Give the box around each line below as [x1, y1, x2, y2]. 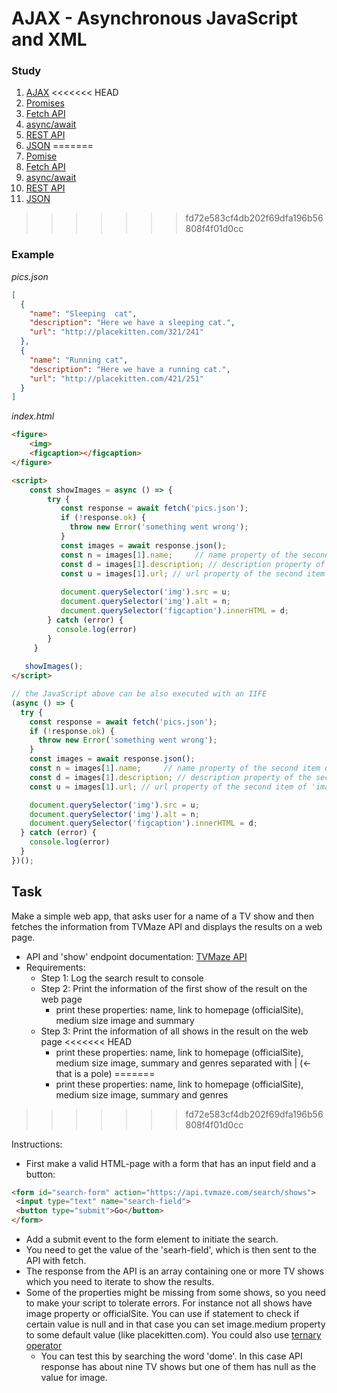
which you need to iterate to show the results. [25, 1276, 215, 1288]
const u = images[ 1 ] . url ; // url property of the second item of [29, 782, 308, 792]
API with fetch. [25, 1255, 87, 1267]
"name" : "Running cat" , [29, 355, 129, 365]
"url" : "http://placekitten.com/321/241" [29, 327, 204, 337]
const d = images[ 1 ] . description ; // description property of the [29, 772, 312, 782]
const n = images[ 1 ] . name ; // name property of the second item [29, 763, 321, 774]
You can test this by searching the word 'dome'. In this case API [40, 1350, 303, 1362]
